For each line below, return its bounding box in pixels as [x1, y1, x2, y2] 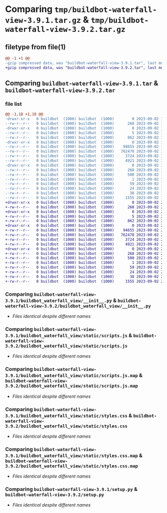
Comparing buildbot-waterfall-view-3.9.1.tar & [5, 79, 159, 88]
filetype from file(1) [5, 42, 66, 51]
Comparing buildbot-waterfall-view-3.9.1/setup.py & [5, 486, 138, 493]
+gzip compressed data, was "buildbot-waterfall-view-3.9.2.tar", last [5, 65, 157, 70]
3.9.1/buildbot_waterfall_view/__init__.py [5, 298, 112, 303]
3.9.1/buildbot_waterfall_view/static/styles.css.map [5, 453, 138, 459]
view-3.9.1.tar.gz [5, 16, 81, 25]
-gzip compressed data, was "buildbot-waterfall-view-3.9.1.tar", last [5, 60, 157, 65]
